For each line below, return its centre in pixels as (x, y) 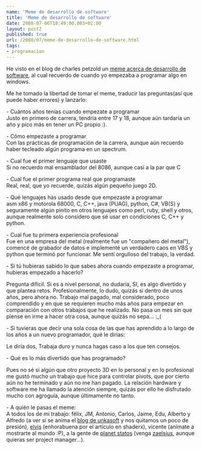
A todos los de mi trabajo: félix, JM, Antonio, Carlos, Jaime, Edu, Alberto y (98, 414)
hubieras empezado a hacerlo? (45, 272)
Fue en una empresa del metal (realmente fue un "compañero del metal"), (98, 241)
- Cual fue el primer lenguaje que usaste (57, 161)
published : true (27, 35)
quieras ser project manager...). (45, 439)
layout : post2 (24, 29)
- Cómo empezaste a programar (46, 136)
